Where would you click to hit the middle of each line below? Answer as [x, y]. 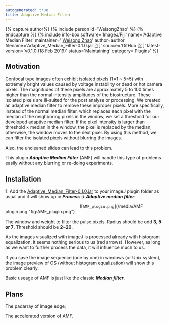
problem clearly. [22, 268]
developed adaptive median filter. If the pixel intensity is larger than [75, 122]
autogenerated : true [27, 10]
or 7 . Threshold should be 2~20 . [39, 227]
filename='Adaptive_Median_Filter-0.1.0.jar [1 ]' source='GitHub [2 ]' [76, 45]
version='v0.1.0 [21, 51]
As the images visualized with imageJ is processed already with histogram [82, 237]
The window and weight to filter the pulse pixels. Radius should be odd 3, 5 [83, 222]
